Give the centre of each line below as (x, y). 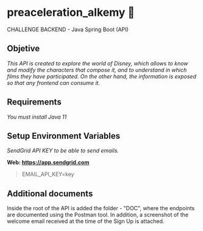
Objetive (23, 49)
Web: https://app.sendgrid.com (48, 163)
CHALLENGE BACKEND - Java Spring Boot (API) (68, 29)
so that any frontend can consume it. (53, 82)
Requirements (34, 102)
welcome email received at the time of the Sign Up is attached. (86, 221)
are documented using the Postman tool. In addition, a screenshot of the (98, 215)
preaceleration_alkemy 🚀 (71, 13)
